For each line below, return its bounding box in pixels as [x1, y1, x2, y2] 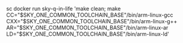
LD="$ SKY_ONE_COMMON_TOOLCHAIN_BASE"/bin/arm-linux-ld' [6, 30, 170, 38]
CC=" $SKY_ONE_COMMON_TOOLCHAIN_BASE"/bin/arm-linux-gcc [6, 11, 173, 19]
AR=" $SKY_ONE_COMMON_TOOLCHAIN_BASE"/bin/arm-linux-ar [6, 24, 169, 31]
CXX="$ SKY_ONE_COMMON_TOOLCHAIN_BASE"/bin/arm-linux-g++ [6, 18, 178, 24]
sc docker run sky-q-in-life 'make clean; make [6, 5, 121, 12]
